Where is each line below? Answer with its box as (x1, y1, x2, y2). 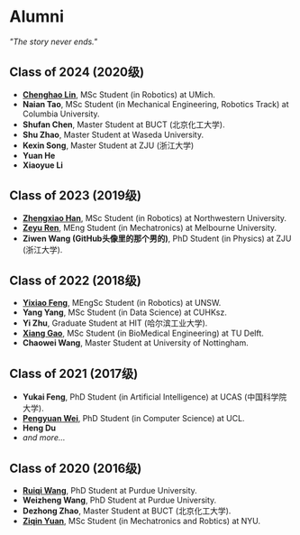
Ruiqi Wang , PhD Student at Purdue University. (22, 485, 198, 495)
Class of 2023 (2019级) (9, 188, 142, 204)
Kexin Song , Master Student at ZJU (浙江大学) (22, 140, 195, 151)
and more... (22, 432, 66, 443)
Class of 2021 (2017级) (9, 365, 139, 381)
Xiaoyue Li (22, 160, 63, 171)
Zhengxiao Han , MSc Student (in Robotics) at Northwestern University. (22, 212, 286, 223)
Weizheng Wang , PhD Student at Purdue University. (22, 494, 217, 505)
